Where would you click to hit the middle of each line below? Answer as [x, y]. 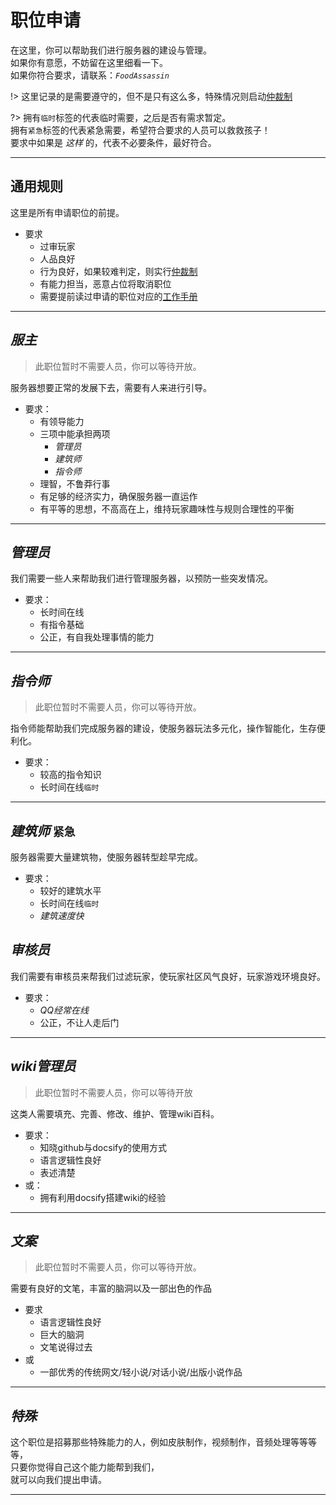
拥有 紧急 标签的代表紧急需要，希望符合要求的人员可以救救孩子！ [140, 130]
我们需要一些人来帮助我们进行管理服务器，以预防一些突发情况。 [141, 578]
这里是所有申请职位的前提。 [67, 212]
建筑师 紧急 [43, 831]
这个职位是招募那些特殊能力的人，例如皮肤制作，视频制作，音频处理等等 [159, 1442]
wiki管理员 [43, 1066]
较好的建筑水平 [70, 890]
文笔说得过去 [66, 1347]
